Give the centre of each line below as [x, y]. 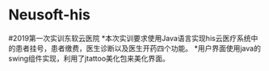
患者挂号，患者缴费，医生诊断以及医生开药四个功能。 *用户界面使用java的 [138, 48]
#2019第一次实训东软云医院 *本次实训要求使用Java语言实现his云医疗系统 [130, 38]
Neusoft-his [49, 15]
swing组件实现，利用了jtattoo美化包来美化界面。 [89, 58]
